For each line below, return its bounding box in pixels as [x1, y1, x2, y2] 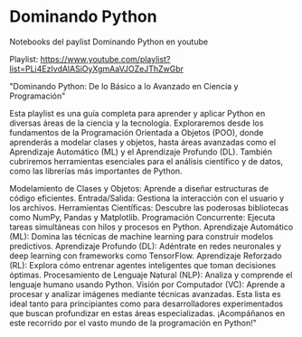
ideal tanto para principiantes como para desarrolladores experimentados [9, 298, 283, 309]
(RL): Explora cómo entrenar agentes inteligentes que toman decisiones [9, 259, 277, 270]
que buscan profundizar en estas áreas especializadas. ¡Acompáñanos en [9, 307, 286, 318]
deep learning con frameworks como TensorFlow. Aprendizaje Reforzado [9, 250, 282, 261]
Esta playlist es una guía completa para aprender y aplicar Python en [9, 108, 266, 118]
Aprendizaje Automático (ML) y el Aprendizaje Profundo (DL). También [9, 146, 273, 157]
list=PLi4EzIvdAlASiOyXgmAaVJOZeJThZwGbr [9, 63, 184, 74]
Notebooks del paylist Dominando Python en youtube [9, 36, 209, 47]
